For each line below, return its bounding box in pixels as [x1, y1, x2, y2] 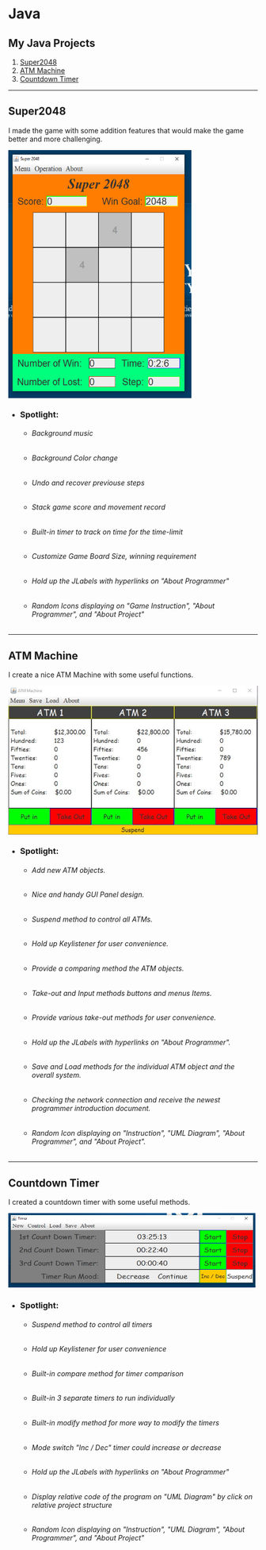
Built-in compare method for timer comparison [31, 1368, 184, 1378]
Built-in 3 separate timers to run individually [31, 1394, 176, 1403]
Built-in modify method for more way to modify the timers [31, 1418, 220, 1427]
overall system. [31, 1071, 82, 1080]
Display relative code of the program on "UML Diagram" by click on [31, 1491, 253, 1501]
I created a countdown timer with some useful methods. [8, 1198, 191, 1207]
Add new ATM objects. [31, 865, 106, 875]
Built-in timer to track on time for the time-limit [31, 527, 184, 537]
